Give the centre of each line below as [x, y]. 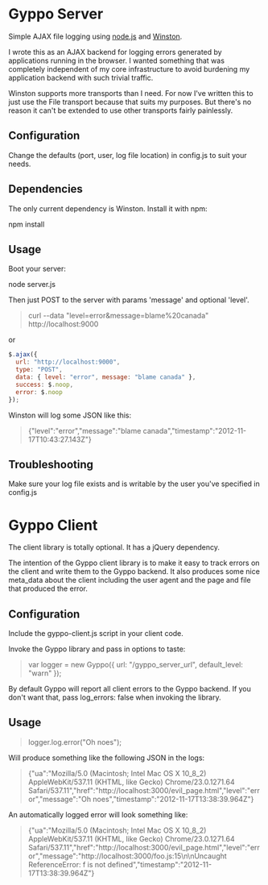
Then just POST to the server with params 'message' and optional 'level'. [129, 300]
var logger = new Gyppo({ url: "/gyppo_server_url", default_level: [135, 665]
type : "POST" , [39, 370]
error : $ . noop [39, 392]
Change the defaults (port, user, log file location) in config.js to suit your [128, 155]
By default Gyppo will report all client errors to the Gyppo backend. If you [130, 689]
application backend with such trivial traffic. [81, 77]
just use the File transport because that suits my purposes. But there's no [130, 102]
